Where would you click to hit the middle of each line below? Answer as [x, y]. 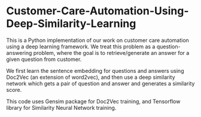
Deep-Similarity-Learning [71, 24]
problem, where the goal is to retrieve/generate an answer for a [111, 53]
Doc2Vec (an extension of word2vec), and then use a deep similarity [91, 77]
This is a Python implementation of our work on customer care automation [98, 40]
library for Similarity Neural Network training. [61, 107]
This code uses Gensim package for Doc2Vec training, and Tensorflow [93, 101]
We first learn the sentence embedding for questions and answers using [95, 70]
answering [19, 53]
